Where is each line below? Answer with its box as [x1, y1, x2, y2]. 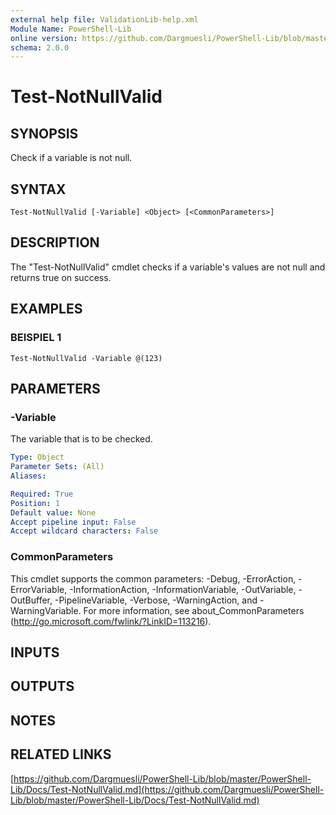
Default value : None [10, 507, 97, 518]
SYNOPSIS [10, 125, 79, 142]
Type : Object [10, 452, 65, 463]
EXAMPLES [10, 301, 83, 318]
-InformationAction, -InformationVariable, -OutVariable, [69, 583, 297, 595]
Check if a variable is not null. [10, 152, 133, 164]
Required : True [10, 489, 74, 499]
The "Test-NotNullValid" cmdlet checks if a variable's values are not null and [10, 261, 326, 273]
